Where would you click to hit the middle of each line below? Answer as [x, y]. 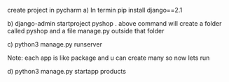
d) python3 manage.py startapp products [67, 71]
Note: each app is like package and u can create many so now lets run [109, 58]
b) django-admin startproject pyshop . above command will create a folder [114, 23]
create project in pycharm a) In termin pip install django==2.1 [95, 10]
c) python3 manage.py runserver [55, 44]
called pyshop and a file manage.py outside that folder [86, 31]
